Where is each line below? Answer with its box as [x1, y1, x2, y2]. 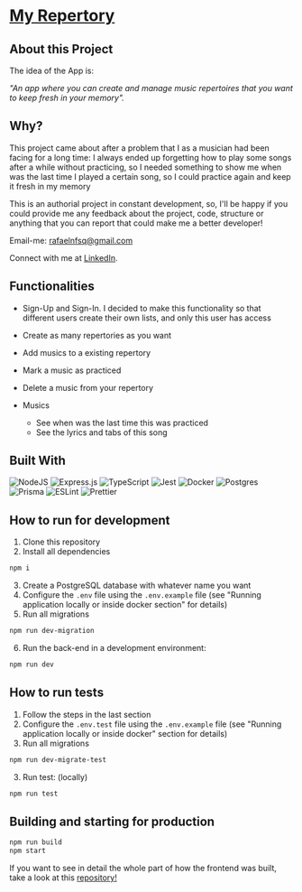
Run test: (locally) [22, 771, 88, 782]
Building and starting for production [9, 813, 215, 829]
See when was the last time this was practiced [35, 417, 209, 428]
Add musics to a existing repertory [22, 347, 151, 358]
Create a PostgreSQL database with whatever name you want [22, 580, 252, 591]
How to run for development [9, 512, 170, 528]
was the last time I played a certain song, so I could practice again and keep [9, 171, 291, 181]
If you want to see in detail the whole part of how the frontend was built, [9, 863, 277, 873]
